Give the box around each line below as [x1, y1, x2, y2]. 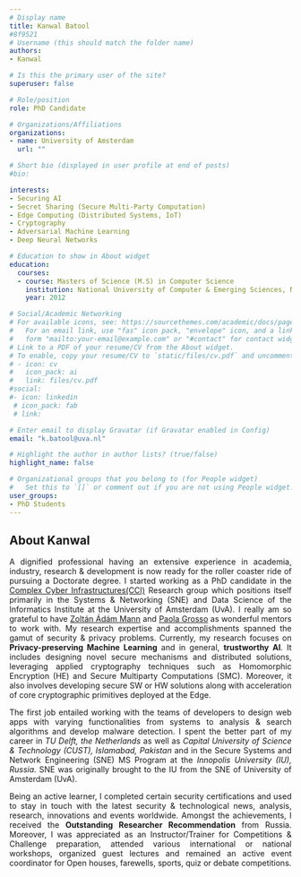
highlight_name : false [9, 459, 94, 468]
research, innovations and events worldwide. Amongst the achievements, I [9, 810, 292, 821]
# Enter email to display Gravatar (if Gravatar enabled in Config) [9, 426, 271, 434]
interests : [9, 185, 50, 194]
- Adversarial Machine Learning [9, 228, 130, 236]
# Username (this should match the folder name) [9, 38, 194, 47]
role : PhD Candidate [9, 104, 87, 113]
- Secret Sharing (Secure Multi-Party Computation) [9, 202, 206, 211]
